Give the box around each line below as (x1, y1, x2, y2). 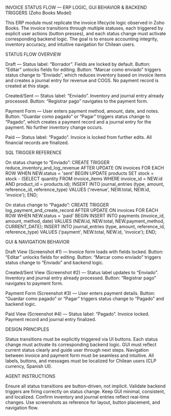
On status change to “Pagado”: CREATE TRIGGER (5, 202, 109, 208)
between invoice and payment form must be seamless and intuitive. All (5, 352, 154, 358)
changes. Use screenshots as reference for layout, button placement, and (5, 399, 160, 405)
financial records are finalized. (5, 140, 69, 145)
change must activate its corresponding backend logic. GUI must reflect (5, 341, 157, 348)
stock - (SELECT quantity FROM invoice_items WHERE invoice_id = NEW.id (5, 176, 163, 182)
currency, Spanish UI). (5, 363, 53, 369)
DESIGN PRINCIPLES (5, 326, 50, 332)
